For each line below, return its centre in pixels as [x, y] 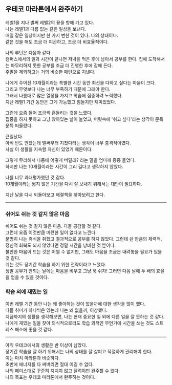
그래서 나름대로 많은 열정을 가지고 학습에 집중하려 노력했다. [64, 95]
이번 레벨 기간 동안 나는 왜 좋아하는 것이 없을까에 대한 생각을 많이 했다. [76, 304]
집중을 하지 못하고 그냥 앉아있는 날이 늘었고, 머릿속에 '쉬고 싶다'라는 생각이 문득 [84, 119]
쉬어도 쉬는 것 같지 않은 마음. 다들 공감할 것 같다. [54, 226]
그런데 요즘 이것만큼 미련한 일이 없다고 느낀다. [51, 232]
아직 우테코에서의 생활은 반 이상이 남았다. [46, 345]
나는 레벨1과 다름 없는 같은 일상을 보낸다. [46, 29]
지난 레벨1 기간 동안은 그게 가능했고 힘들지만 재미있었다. [61, 102]
